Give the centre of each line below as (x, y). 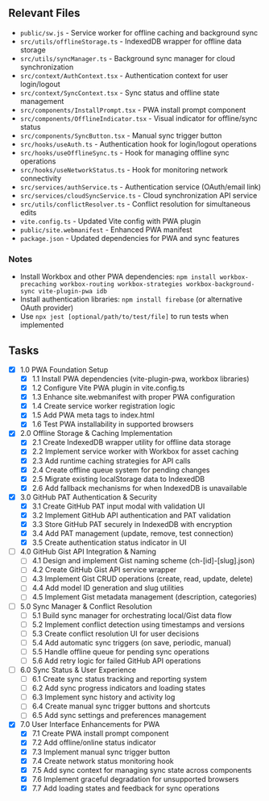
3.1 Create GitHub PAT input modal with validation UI (118, 506)
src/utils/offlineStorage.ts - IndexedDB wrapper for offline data (130, 41)
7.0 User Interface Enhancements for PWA (90, 724)
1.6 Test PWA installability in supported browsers (113, 424)
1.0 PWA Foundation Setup (64, 369)
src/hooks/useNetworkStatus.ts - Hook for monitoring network (124, 169)
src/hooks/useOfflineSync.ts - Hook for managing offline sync (124, 152)
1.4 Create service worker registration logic (103, 406)
